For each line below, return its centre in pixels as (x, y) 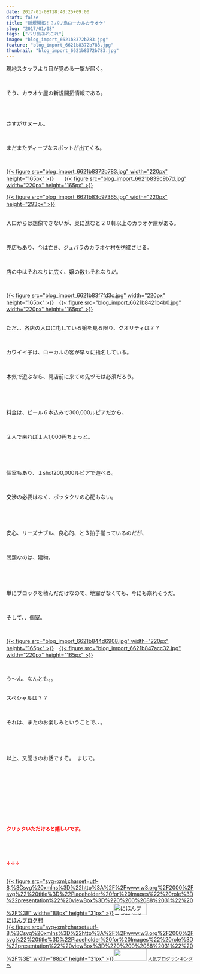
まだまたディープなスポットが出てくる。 (56, 148)
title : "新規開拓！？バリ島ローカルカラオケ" (56, 23)
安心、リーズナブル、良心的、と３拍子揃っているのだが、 (77, 533)
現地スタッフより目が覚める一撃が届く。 (56, 68)
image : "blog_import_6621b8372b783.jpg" (57, 40)
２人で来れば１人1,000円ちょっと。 (50, 436)
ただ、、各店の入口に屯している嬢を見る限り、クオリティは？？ (83, 327)
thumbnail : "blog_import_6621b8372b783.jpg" (63, 51)
